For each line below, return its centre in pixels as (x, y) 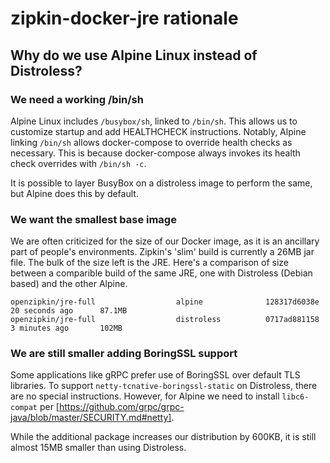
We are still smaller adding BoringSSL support (124, 354)
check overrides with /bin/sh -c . (78, 163)
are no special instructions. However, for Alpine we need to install (145, 396)
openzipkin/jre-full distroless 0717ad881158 (165, 320)
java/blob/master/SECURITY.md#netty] (91, 418)
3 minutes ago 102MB (66, 328)
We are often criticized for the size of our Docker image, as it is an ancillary (165, 241)
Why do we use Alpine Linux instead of (134, 55)
